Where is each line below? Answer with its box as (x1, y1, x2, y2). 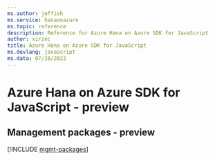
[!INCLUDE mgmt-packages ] (7, 145, 88, 153)
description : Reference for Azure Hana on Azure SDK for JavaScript (7, 29, 209, 37)
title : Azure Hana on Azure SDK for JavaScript (7, 42, 147, 49)
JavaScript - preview (7, 99, 130, 114)
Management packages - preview (7, 127, 156, 139)
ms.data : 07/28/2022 (7, 55, 67, 62)
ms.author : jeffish (7, 10, 64, 17)
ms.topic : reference (7, 23, 67, 30)
